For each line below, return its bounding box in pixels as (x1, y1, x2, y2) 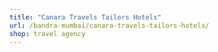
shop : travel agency (9, 29, 87, 38)
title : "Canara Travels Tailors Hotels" (9, 12, 163, 22)
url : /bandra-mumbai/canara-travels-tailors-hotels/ (9, 21, 210, 30)
